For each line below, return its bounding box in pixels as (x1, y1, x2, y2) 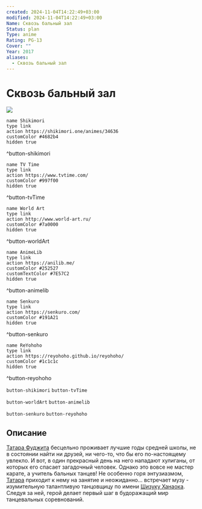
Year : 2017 (6, 49, 34, 55)
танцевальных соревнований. (6, 496, 84, 504)
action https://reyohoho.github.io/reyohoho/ (6, 353, 124, 359)
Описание (6, 428, 47, 438)
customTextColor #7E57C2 (6, 271, 70, 277)
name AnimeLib (6, 250, 43, 256)
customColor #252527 (6, 265, 59, 272)
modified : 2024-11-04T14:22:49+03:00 (6, 15, 103, 21)
